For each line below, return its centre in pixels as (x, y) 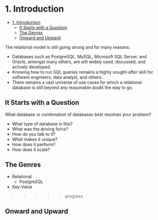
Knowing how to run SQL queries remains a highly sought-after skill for (83, 72)
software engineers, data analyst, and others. (57, 77)
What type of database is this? (42, 124)
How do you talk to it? (34, 134)
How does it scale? (31, 149)
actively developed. (31, 67)
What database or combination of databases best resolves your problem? (78, 114)
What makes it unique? (35, 139)
